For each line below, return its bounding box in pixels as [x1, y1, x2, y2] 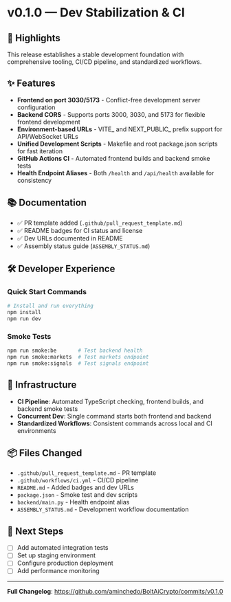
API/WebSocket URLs [16, 132, 79, 140]
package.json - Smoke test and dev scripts [16, 491, 138, 499]
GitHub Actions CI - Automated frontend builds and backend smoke [16, 154, 210, 162]
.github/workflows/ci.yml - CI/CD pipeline [16, 476, 139, 484]
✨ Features [7, 78, 56, 89]
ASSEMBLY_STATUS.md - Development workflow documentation [16, 505, 189, 513]
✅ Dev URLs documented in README [16, 234, 123, 242]
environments [16, 426, 56, 434]
